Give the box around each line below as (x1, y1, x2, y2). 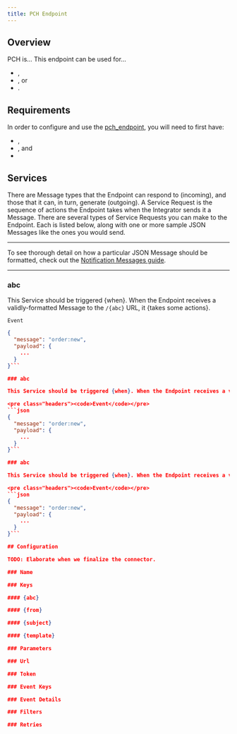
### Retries (7, 721, 42, 728)
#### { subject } (7, 620, 52, 627)
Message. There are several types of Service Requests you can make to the (7, 213, 228, 222)
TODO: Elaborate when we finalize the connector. (7, 556, 157, 563)
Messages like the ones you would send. (7, 228, 126, 237)
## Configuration (7, 544, 59, 551)
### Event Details (7, 696, 61, 703)
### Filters (7, 709, 42, 716)
